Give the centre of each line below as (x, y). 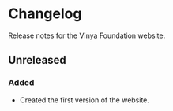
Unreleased (38, 60)
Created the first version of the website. (85, 100)
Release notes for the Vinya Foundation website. (87, 35)
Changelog (45, 14)
